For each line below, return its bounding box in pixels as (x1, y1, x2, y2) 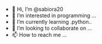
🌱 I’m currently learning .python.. (11, 18, 92, 25)
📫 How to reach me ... (11, 32, 67, 38)
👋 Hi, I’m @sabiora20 (11, 6, 63, 12)
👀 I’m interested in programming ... (11, 12, 97, 19)
